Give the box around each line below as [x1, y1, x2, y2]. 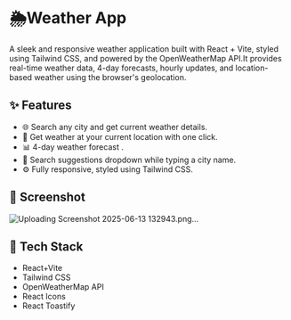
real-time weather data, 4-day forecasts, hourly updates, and [9, 62, 234, 73]
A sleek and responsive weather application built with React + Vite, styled [9, 43, 279, 54]
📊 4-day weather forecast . [21, 141, 125, 152]
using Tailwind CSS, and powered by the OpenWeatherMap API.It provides [9, 53, 282, 63]
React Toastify [21, 300, 76, 311]
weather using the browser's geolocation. [34, 71, 187, 82]
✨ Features [9, 98, 72, 113]
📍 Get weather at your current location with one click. [21, 131, 218, 142]
